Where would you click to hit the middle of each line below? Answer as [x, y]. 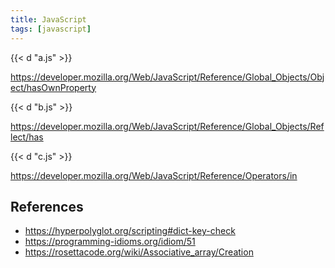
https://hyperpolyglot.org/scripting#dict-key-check [130, 231]
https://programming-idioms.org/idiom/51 [110, 242]
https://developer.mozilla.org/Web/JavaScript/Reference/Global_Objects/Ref [167, 126]
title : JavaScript [48, 19]
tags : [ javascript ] [51, 29]
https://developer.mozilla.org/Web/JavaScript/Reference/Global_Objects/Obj [167, 77]
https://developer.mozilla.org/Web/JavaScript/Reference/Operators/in [154, 175]
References [47, 206]
